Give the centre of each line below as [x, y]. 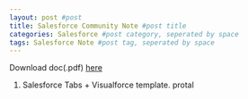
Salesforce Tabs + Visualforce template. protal [108, 85]
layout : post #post [46, 17]
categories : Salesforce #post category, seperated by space [124, 34]
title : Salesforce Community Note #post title [98, 26]
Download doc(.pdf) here [56, 68]
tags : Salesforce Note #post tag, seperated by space [112, 42]
